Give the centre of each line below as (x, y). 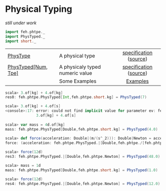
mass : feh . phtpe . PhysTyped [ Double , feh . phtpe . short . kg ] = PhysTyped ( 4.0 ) (82, 129)
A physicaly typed (80, 67)
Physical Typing (39, 9)
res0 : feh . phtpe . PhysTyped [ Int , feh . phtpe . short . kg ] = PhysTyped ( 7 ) (76, 97)
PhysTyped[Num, (28, 67)
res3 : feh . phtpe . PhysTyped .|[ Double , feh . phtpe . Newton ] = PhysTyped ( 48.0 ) (83, 157)
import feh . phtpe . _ (25, 32)
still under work (21, 23)
